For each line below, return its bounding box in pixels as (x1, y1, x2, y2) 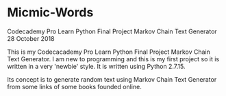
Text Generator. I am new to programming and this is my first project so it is (7, 54, 220, 63)
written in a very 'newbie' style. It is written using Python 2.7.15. (7, 62, 186, 70)
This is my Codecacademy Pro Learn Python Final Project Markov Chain (7, 48, 211, 56)
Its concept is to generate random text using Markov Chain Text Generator (7, 75, 217, 83)
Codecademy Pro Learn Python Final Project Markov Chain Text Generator (7, 27, 217, 35)
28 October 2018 (7, 34, 55, 42)
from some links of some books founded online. (7, 82, 142, 91)
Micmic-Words (7, 5, 94, 20)
